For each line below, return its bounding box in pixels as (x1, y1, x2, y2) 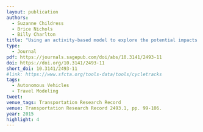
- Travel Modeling (12, 88, 59, 94)
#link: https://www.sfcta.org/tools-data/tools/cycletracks (6, 71, 163, 77)
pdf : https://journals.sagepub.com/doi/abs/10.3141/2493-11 (6, 54, 163, 60)
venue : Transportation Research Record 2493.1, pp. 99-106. (6, 105, 163, 111)
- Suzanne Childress (12, 20, 64, 26)
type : (6, 43, 20, 49)
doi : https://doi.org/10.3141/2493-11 (6, 60, 105, 66)
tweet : (6, 94, 23, 100)
